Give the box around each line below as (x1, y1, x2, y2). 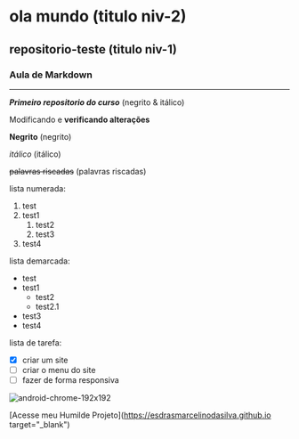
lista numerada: (9, 183, 67, 193)
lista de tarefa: (9, 337, 62, 348)
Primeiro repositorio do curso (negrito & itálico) (9, 96, 185, 108)
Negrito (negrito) (9, 131, 72, 142)
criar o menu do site (21, 364, 96, 375)
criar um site (21, 354, 69, 365)
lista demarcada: (9, 256, 70, 266)
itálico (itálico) (9, 149, 61, 159)
